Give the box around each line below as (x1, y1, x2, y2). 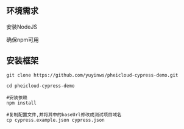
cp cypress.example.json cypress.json (6, 117, 105, 123)
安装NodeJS (6, 23, 38, 30)
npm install (6, 100, 37, 106)
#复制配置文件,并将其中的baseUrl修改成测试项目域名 (6, 111, 122, 117)
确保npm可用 (6, 36, 40, 43)
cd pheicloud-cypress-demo (6, 83, 75, 89)
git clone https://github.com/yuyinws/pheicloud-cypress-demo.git (6, 72, 179, 78)
